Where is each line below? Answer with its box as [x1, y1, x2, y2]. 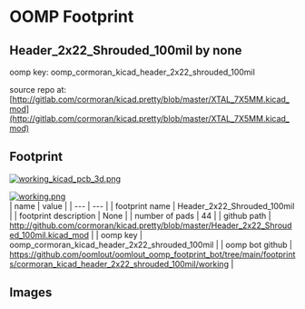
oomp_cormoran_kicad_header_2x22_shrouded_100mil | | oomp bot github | [9, 239, 293, 250]
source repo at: [9, 85, 66, 95]
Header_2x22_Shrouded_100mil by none [9, 43, 242, 58]
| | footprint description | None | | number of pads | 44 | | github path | [9, 210, 271, 221]
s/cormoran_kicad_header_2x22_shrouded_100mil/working [9, 258, 230, 269]
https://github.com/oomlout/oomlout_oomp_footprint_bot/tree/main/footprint [9, 248, 296, 260]
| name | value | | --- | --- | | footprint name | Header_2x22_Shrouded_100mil [9, 200, 295, 211]
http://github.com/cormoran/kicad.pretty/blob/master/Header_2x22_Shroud [9, 220, 292, 231]
